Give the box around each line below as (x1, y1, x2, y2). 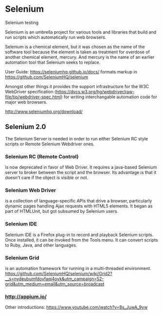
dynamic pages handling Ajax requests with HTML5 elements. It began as (5, 203, 153, 209)
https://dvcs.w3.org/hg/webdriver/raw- (55, 89, 135, 94)
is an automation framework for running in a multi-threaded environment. (5, 265, 152, 271)
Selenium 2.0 (5, 123, 46, 131)
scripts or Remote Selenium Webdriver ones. (5, 141, 95, 147)
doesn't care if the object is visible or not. (5, 175, 89, 180)
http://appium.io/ (5, 293, 47, 300)
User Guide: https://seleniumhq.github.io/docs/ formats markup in (5, 68, 137, 74)
